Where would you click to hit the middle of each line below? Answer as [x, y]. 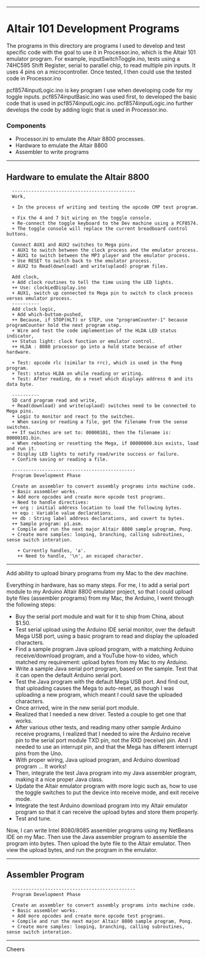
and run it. [21, 449]
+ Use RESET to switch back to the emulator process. [82, 261]
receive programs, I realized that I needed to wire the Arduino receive [103, 734]
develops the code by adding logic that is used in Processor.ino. [87, 109]
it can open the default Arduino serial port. [69, 675]
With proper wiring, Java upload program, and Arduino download [97, 760]
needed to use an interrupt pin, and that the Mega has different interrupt [106, 747]
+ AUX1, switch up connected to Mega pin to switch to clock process [102, 293]
